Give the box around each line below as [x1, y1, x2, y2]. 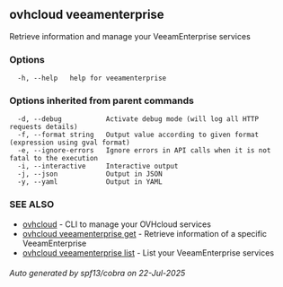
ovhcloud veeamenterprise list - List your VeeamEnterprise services [22, 247, 275, 258]
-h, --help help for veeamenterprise [17, 74, 167, 83]
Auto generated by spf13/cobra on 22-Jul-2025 [9, 268, 186, 279]
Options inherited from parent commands [9, 94, 195, 107]
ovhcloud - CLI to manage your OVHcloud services [22, 219, 211, 230]
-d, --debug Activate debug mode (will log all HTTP [17, 115, 259, 124]
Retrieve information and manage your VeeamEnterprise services [9, 30, 252, 41]
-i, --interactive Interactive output [17, 161, 179, 171]
